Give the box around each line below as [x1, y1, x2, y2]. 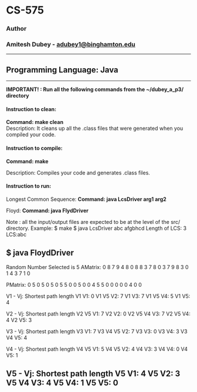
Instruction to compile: [6, 145, 63, 152]
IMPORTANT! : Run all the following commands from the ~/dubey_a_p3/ [6, 86, 184, 93]
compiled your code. [6, 131, 56, 138]
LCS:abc [6, 230, 27, 238]
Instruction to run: [6, 183, 52, 190]
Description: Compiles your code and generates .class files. [6, 169, 151, 176]
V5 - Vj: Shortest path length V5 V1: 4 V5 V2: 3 [6, 368, 181, 379]
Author [6, 25, 27, 33]
